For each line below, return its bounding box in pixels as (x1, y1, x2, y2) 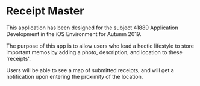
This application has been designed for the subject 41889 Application (6, 24, 179, 31)
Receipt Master (6, 4, 84, 18)
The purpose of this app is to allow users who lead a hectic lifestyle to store (6, 42, 195, 49)
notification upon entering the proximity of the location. (6, 73, 143, 80)
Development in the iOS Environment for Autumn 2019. (6, 30, 142, 37)
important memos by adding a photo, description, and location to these (6, 48, 183, 55)
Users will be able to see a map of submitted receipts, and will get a (6, 66, 175, 73)
